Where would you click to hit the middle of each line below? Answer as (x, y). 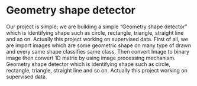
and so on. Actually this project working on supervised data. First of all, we (97, 39)
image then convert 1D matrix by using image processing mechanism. (91, 58)
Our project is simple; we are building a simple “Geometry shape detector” (97, 27)
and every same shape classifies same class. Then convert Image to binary (98, 51)
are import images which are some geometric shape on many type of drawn (98, 45)
